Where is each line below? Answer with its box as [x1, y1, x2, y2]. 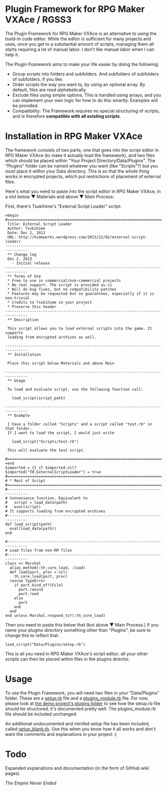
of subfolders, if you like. [12, 76, 64, 82]
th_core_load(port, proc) [14, 574, 68, 579]
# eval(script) [5, 504, 41, 509]
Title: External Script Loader [7, 221, 72, 227]
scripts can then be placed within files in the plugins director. [5, 656, 130, 662]
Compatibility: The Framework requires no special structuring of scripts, [12, 108, 160, 114]
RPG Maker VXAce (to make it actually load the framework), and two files [5, 152, 155, 158]
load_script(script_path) [11, 395, 66, 401]
